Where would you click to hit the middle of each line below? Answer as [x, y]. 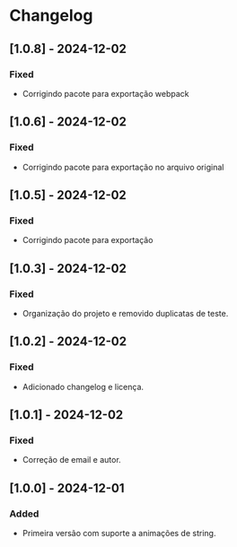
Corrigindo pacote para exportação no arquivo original [123, 167]
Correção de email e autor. [71, 460]
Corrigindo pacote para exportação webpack [105, 93]
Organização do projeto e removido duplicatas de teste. [125, 313]
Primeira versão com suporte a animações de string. [119, 533]
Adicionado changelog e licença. [83, 386]
